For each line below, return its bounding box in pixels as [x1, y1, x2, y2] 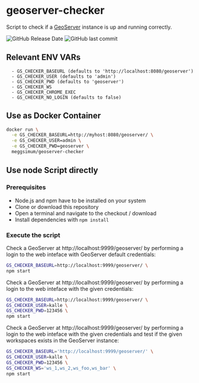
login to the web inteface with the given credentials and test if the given [6, 330, 182, 338]
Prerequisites [6, 183, 46, 191]
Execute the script [6, 231, 61, 239]
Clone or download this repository [14, 203, 99, 210]
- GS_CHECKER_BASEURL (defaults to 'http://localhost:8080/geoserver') [11, 68, 194, 74]
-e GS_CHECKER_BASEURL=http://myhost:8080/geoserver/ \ [11, 132, 154, 138]
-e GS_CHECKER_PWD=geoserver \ [11, 143, 90, 150]
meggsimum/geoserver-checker [11, 149, 84, 155]
